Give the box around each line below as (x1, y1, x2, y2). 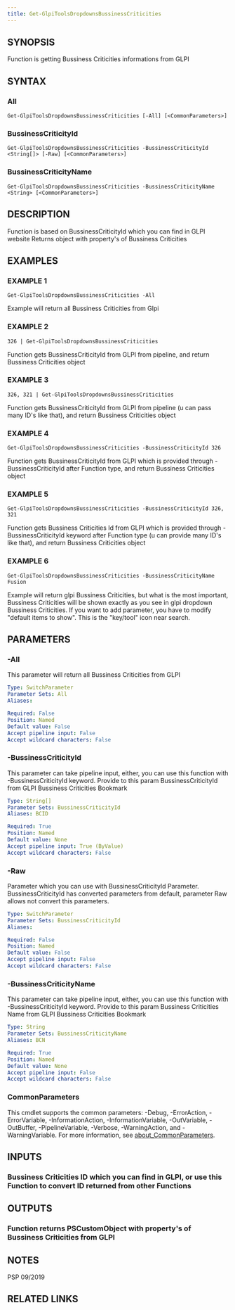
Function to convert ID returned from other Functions (7, 1181, 192, 1190)
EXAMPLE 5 (7, 490, 49, 500)
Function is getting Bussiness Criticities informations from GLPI (7, 55, 189, 63)
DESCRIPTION (7, 208, 70, 220)
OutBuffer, (7, 1123, 37, 1131)
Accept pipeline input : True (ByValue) (7, 842, 124, 850)
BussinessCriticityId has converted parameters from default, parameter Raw (7, 889, 227, 898)
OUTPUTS (7, 1202, 53, 1214)
